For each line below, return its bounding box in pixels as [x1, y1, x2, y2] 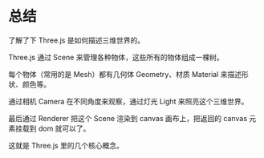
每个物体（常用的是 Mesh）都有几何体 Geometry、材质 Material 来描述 [8, 69, 242, 79]
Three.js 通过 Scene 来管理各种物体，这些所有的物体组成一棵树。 [8, 52, 224, 62]
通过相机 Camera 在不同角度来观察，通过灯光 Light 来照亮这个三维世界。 [8, 96, 249, 106]
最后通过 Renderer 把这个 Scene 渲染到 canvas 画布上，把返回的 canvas [8, 113, 247, 123]
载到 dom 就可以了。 [22, 124, 91, 133]
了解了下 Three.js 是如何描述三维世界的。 [8, 35, 145, 45]
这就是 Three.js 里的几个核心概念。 [8, 140, 124, 150]
